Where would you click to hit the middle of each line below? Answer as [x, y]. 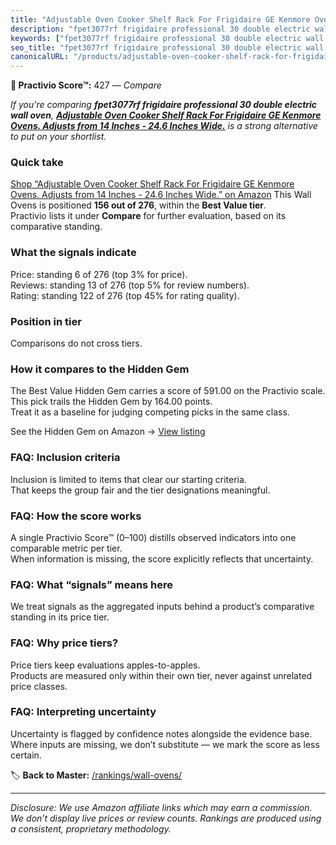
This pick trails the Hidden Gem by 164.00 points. [111, 402]
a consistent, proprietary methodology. [91, 828]
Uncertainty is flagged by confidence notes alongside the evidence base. [161, 733]
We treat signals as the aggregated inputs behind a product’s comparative [162, 607]
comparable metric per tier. [66, 548]
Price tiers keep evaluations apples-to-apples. [105, 665]
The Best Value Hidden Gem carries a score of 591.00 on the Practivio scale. [168, 391]
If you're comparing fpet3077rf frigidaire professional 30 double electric [164, 105]
